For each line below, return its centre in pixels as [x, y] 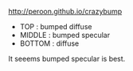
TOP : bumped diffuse [56, 26]
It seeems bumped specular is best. [67, 59]
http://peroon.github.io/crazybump [65, 11]
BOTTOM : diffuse [49, 43]
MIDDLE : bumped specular [65, 35]
